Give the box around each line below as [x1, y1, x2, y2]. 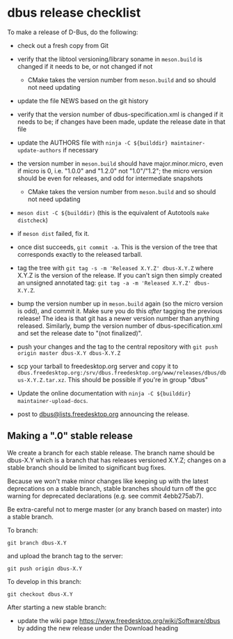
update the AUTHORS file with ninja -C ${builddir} [17, 138, 168, 147]
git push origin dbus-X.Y [7, 565, 82, 572]
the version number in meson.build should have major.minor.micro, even [17, 159, 224, 168]
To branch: [7, 526, 38, 534]
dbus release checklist [7, 5, 141, 21]
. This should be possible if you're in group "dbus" [64, 375, 209, 384]
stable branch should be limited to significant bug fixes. [7, 463, 166, 471]
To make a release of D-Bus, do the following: [7, 28, 138, 36]
